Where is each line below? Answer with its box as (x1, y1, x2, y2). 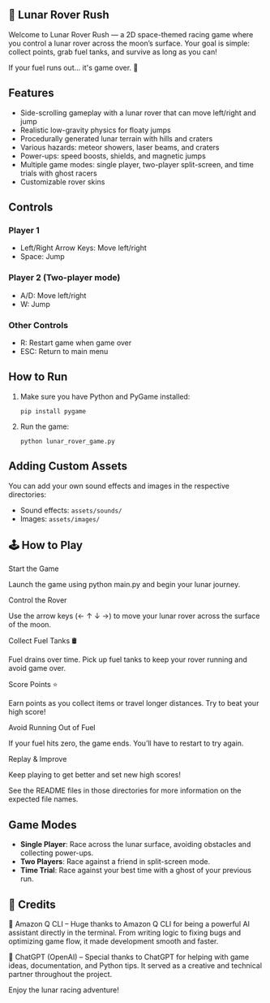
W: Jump (19, 299, 50, 309)
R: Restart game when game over (19, 338, 132, 348)
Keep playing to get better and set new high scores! (8, 770, 181, 780)
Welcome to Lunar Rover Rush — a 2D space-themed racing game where (8, 29, 254, 39)
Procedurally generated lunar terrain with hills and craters (19, 133, 213, 143)
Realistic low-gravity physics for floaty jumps (19, 125, 172, 135)
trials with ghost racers (19, 168, 97, 178)
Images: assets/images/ (19, 513, 101, 524)
